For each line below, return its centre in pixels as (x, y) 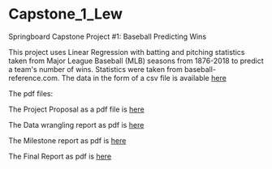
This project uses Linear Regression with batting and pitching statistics (127, 52)
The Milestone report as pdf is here (67, 140)
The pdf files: (31, 93)
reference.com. (34, 78)
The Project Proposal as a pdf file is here (76, 109)
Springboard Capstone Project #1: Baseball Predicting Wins (108, 36)
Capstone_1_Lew (66, 14)
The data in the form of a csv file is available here (144, 78)
